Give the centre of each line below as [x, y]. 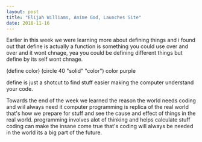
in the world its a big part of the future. [54, 132]
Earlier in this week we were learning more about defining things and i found [101, 40]
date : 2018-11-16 [28, 23]
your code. [20, 89]
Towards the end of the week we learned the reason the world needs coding [101, 100]
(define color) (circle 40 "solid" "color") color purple [71, 71]
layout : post [23, 12]
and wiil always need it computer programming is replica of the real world [97, 107]
